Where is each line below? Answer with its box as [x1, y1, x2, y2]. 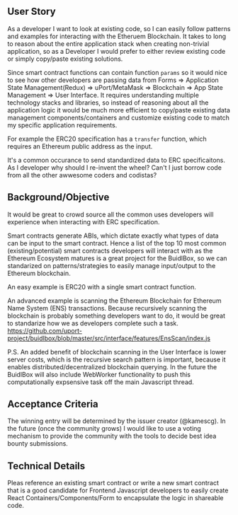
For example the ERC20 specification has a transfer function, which [7, 134, 207, 143]
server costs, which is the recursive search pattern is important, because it [7, 355, 226, 364]
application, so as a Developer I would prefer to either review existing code [7, 47, 226, 55]
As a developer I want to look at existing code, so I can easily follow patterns [7, 24, 231, 33]
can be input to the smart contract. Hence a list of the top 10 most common [7, 238, 227, 247]
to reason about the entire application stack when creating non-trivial [7, 39, 210, 48]
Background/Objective [7, 191, 110, 204]
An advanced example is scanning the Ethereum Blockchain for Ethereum [7, 296, 222, 305]
